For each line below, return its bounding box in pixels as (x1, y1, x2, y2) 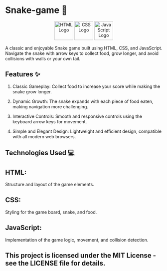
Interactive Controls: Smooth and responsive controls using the (12, 113, 142, 119)
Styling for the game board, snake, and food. (5, 209, 97, 215)
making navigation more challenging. (12, 103, 89, 109)
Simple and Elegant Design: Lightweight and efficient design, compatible (12, 128, 162, 134)
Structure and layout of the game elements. (5, 181, 95, 187)
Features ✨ (5, 70, 40, 79)
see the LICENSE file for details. (5, 259, 106, 268)
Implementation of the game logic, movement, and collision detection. (5, 237, 149, 243)
